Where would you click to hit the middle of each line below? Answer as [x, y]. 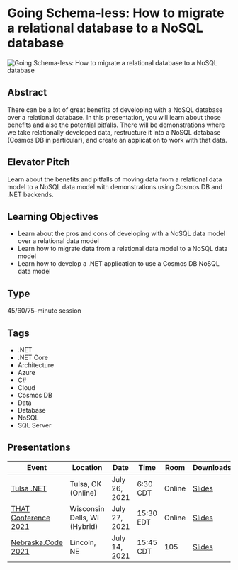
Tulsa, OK [86, 484]
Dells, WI [84, 518]
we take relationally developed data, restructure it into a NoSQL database [114, 132]
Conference [31, 518]
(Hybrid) [84, 526]
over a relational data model [58, 241]
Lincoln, [83, 542]
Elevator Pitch [39, 162]
